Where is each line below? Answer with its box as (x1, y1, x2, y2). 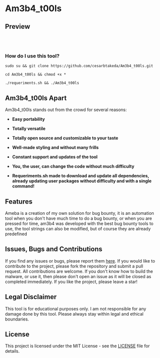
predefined (5, 231, 28, 237)
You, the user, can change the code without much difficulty (12, 164, 135, 170)
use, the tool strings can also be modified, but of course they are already (5, 226, 151, 231)
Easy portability (12, 116, 45, 122)
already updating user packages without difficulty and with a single (12, 178, 152, 184)
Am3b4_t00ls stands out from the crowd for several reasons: (5, 107, 127, 113)
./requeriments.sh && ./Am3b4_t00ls (5, 81, 79, 86)
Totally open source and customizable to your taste (12, 135, 118, 141)
